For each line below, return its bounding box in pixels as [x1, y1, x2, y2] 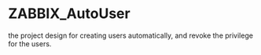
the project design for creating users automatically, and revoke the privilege [8, 31, 254, 40]
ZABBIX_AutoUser [8, 5, 131, 23]
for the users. [8, 38, 52, 48]
